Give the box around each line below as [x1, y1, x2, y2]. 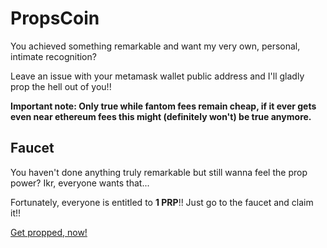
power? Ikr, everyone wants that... [10, 177, 150, 189]
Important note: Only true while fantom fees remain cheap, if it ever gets [10, 100, 317, 112]
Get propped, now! [10, 226, 88, 238]
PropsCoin [10, 7, 100, 30]
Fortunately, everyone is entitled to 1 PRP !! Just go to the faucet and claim [10, 196, 314, 208]
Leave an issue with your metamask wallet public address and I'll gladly [10, 70, 305, 82]
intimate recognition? [10, 50, 97, 62]
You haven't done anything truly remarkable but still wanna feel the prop [10, 166, 308, 178]
